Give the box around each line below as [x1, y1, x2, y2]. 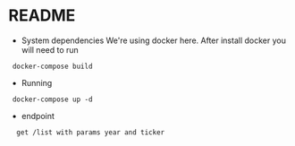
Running [21, 77, 53, 88]
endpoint [21, 110, 55, 121]
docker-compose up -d [12, 95, 93, 104]
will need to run [21, 44, 80, 55]
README [8, 5, 76, 26]
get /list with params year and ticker [16, 127, 165, 137]
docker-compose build [12, 62, 93, 71]
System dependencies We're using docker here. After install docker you [21, 35, 287, 46]
